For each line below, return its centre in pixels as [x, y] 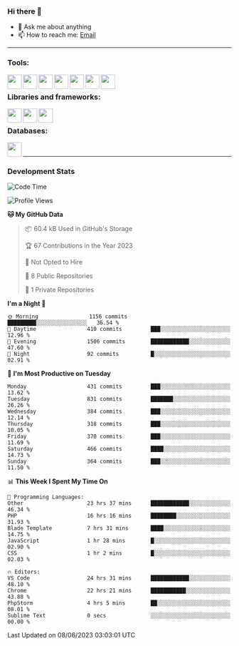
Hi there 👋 [25, 11]
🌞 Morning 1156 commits [68, 317]
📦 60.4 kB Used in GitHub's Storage [79, 229]
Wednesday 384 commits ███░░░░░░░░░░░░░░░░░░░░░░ [119, 412]
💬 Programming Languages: [46, 497]
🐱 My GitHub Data [36, 215]
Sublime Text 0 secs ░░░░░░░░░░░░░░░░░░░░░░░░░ [119, 616]
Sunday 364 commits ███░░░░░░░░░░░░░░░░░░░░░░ [119, 462]
